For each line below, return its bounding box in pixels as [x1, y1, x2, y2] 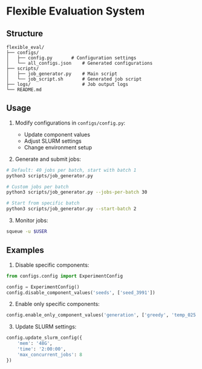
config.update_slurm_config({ [6, 335, 83, 341]
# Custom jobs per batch [6, 183, 69, 190]
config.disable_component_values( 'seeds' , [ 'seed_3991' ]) [6, 289, 155, 296]
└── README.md [6, 87, 42, 93]
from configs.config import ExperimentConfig [6, 273, 123, 279]
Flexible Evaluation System [6, 4, 145, 18]
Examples [6, 245, 44, 255]
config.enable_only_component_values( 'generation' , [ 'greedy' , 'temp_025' [6, 312, 199, 318]
